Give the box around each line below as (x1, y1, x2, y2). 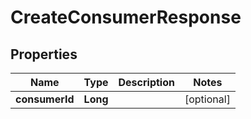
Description (118, 76, 175, 89)
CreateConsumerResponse (10, 6, 242, 29)
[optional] (184, 92, 231, 106)
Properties (10, 46, 78, 63)
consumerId (15, 92, 75, 106)
